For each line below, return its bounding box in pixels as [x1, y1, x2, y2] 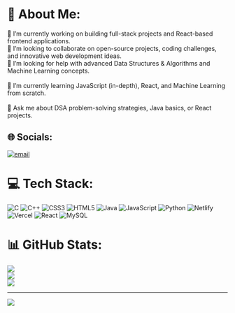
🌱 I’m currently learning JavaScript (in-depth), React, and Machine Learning [7, 81, 226, 89]
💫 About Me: [7, 6, 81, 22]
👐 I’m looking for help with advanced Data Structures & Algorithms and [7, 59, 211, 67]
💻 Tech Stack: [7, 175, 94, 191]
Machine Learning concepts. [7, 66, 90, 75]
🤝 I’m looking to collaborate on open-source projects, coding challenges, [7, 44, 217, 52]
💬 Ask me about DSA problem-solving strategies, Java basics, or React [7, 103, 212, 112]
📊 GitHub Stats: [7, 237, 103, 252]
